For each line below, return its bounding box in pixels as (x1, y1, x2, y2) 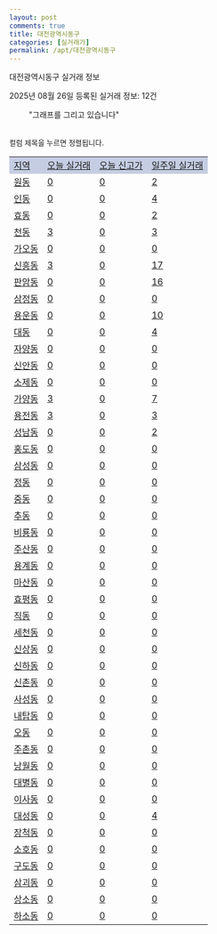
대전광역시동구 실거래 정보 (9, 72, 100, 83)
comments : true (9, 21, 66, 30)
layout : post (9, 12, 58, 22)
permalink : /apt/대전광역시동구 (9, 46, 117, 55)
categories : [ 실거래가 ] (9, 37, 91, 47)
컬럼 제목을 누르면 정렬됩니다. (9, 138, 105, 148)
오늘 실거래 (47, 159, 92, 172)
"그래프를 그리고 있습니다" (28, 109, 120, 120)
